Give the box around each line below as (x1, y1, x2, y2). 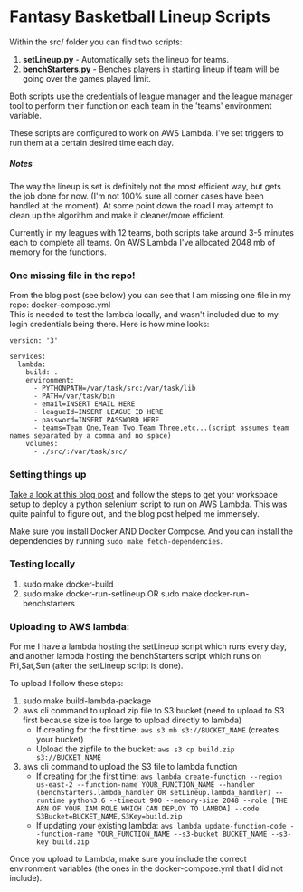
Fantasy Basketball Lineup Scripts (9, 6, 271, 27)
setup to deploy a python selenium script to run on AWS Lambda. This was (9, 499, 288, 509)
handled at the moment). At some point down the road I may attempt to (9, 199, 274, 210)
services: (9, 352, 47, 362)
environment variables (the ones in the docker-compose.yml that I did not (9, 863, 283, 874)
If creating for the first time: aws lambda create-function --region (35, 771, 283, 781)
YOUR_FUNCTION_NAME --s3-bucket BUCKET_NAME (96, 829, 268, 839)
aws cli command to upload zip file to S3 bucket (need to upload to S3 (22, 705, 285, 716)
